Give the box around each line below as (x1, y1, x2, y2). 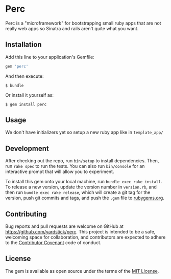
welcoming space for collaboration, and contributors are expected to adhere (5, 234, 166, 241)
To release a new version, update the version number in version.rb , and (5, 184, 157, 190)
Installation (5, 40, 42, 49)
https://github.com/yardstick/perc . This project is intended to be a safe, (5, 229, 156, 235)
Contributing (5, 209, 47, 218)
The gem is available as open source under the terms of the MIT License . (5, 268, 159, 274)
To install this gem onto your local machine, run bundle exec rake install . (5, 179, 162, 185)
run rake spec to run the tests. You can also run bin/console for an (5, 163, 145, 169)
